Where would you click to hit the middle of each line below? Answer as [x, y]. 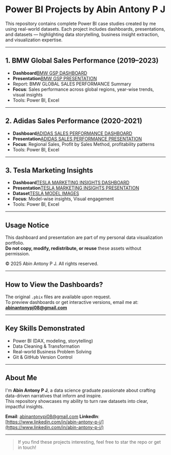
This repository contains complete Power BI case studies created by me [81, 23]
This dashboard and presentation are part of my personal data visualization [84, 237]
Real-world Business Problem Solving [52, 351]
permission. [18, 254]
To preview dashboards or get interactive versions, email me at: [72, 302]
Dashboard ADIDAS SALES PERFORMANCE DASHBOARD [72, 133]
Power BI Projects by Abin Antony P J [85, 9]
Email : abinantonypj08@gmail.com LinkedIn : [52, 416]
